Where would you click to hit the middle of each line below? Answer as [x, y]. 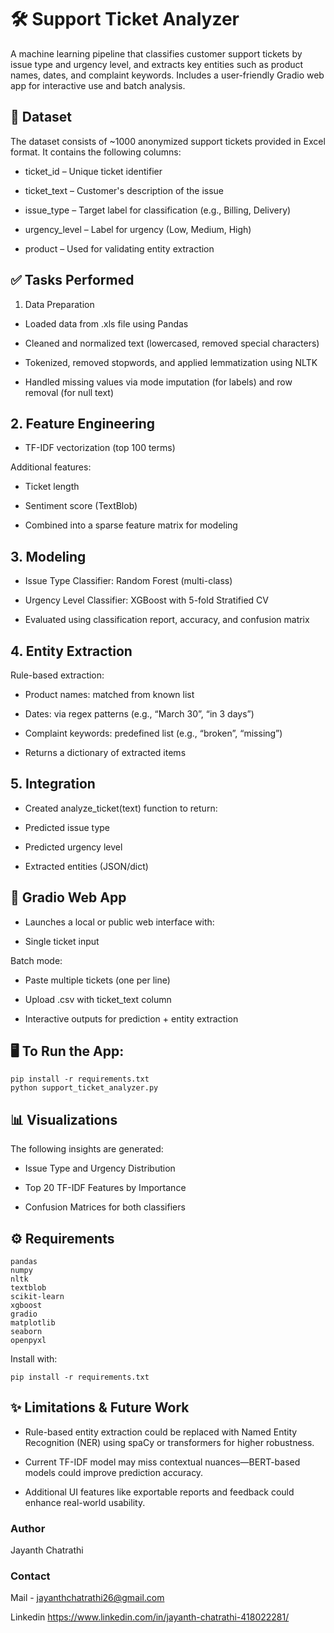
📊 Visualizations [64, 1119]
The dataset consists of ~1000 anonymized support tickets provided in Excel [168, 141]
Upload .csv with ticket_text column [98, 999]
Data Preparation [59, 304]
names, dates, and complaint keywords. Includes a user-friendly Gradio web [167, 75]
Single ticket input [62, 941]
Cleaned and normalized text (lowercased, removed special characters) [172, 343]
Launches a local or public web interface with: [119, 922]
